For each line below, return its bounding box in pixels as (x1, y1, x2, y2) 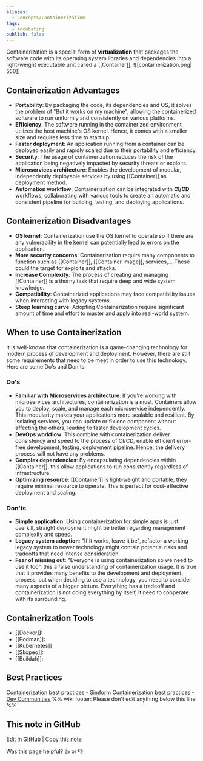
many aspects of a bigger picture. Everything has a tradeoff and (15, 582, 175, 590)
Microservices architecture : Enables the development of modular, (15, 165, 182, 173)
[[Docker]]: (15, 629, 43, 636)
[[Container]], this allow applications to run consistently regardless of (15, 463, 188, 470)
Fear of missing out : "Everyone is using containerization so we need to (15, 557, 193, 564)
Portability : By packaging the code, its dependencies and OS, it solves (15, 101, 192, 108)
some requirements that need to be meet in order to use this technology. (6, 356, 187, 364)
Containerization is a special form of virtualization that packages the (6, 48, 179, 55)
